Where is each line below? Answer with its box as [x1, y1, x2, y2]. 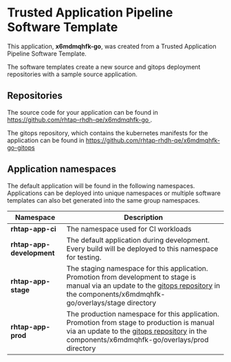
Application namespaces [7, 163, 117, 175]
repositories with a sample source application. [7, 70, 137, 78]
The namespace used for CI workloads [66, 224, 192, 234]
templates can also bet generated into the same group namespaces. [7, 196, 201, 204]
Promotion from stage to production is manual [66, 317, 214, 327]
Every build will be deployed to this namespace [66, 244, 219, 253]
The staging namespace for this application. [66, 263, 208, 273]
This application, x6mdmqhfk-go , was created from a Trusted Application [7, 42, 217, 50]
